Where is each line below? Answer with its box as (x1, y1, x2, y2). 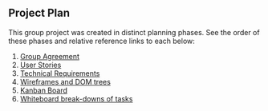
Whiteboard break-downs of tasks (19, 93, 133, 103)
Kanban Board (19, 85, 68, 95)
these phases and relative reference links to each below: (8, 36, 195, 46)
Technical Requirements (19, 68, 100, 78)
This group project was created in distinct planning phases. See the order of (8, 27, 260, 37)
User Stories (19, 60, 62, 69)
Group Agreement (19, 51, 80, 61)
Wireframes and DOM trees (19, 77, 111, 86)
